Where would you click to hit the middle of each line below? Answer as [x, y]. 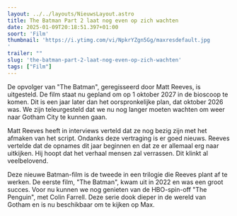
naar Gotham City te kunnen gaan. [57, 117]
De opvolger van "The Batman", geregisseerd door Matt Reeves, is [104, 86]
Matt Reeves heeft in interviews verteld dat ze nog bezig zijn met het [107, 130]
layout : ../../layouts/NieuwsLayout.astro [71, 14]
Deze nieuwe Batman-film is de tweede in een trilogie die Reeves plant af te [117, 174]
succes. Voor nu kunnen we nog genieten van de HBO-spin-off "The [107, 189]
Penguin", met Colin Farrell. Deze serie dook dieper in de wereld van [107, 197]
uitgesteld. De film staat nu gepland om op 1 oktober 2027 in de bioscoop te [118, 94]
